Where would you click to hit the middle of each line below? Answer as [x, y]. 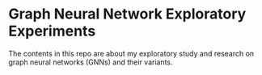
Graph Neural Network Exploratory [127, 14]
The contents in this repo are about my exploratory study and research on [131, 53]
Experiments [52, 31]
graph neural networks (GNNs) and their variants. [91, 62]
